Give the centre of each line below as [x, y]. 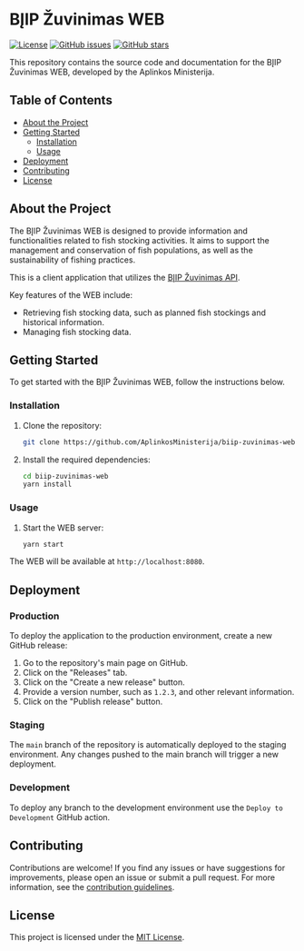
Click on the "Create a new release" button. [103, 682]
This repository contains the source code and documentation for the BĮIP [146, 62]
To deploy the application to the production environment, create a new [141, 636]
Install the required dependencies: [87, 460]
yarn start [43, 544]
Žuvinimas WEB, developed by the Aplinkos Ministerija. [112, 72]
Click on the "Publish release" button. [93, 702]
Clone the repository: [62, 425]
